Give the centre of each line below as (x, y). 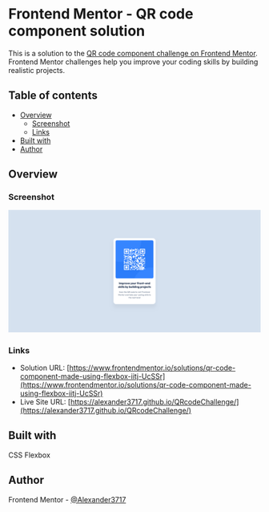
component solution (77, 31)
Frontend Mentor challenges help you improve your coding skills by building (133, 62)
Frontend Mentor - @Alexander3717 (67, 499)
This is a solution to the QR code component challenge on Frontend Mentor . (133, 53)
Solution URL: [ (44, 368)
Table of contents (53, 96)
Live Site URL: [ (45, 401)
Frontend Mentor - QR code (101, 14)
